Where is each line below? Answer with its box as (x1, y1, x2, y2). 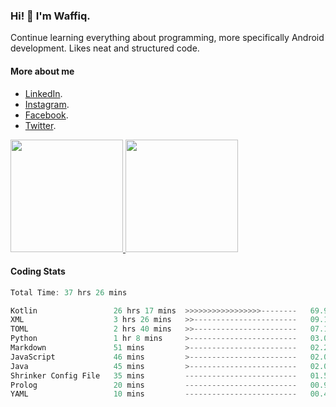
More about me (10, 65, 75, 77)
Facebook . (24, 109, 69, 121)
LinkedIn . (24, 87, 63, 99)
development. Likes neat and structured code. (10, 42, 200, 54)
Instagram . (24, 98, 70, 110)
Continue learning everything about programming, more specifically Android (10, 32, 325, 44)
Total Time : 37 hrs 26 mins (10, 287, 128, 298)
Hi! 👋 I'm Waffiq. (10, 9, 91, 23)
